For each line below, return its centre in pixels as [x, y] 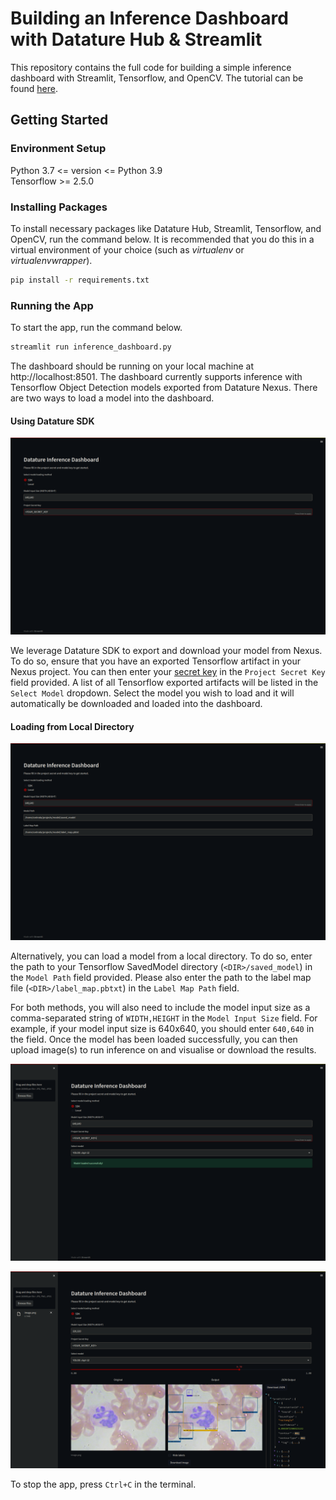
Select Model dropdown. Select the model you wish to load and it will [152, 693]
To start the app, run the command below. [96, 328]
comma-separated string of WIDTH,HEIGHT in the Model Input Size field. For [164, 1018]
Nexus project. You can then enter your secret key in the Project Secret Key [168, 672]
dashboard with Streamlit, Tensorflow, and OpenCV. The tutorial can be [157, 78]
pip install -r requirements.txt [80, 280]
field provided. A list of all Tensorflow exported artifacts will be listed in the [164, 683]
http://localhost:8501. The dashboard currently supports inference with [156, 376]
